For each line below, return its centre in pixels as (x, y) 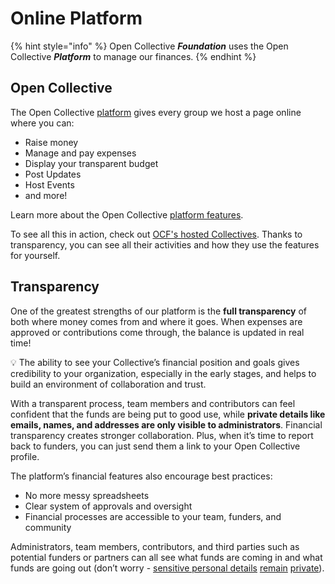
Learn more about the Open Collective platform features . (127, 214)
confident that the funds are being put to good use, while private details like (168, 414)
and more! (46, 195)
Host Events (49, 184)
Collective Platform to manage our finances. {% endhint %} (133, 56)
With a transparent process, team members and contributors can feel (153, 403)
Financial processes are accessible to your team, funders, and (153, 516)
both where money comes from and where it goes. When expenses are (156, 321)
